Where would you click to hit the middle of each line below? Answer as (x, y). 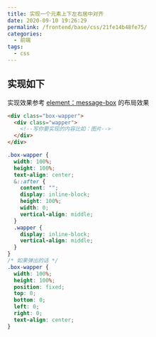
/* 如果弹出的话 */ (33, 261)
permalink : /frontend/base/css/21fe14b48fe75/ (77, 27)
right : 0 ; (28, 314)
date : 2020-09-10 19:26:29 (47, 21)
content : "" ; (39, 188)
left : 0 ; (27, 307)
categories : (25, 34)
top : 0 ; (25, 294)
